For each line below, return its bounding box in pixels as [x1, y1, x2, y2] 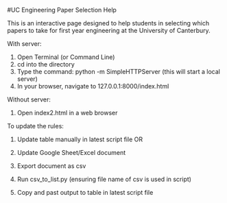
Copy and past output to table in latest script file [16, 189, 154, 196]
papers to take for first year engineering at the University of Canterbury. [7, 27, 211, 34]
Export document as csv [16, 162, 86, 170]
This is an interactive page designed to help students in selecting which [7, 19, 210, 27]
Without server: [7, 95, 51, 104]
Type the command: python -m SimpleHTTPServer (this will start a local [16, 68, 221, 75]
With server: [7, 40, 43, 47]
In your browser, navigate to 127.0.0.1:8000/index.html [16, 82, 169, 90]
